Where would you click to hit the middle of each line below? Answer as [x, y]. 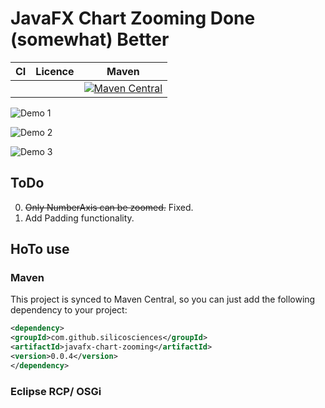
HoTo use [40, 249]
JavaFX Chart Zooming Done [133, 18]
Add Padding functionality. [79, 218]
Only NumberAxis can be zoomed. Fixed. [109, 207]
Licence [55, 71]
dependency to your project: [69, 310]
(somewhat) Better [90, 39]
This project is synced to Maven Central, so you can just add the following [163, 299]
